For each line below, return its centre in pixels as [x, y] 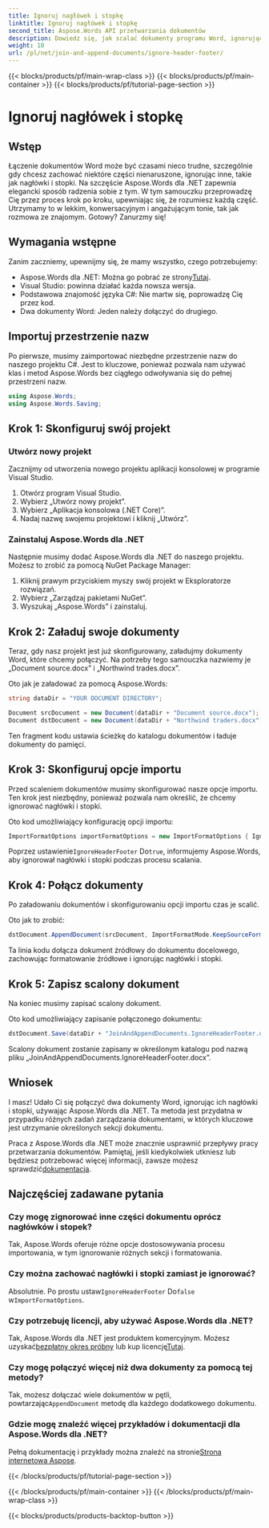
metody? [26, 1377]
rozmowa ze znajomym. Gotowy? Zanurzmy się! [87, 217]
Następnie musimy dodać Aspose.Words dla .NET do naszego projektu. [126, 557]
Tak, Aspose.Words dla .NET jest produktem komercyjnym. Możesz [119, 1338]
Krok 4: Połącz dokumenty [76, 885]
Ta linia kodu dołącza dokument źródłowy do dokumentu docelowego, [124, 950]
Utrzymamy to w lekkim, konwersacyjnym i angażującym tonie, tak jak [124, 208]
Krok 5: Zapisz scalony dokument [94, 984]
